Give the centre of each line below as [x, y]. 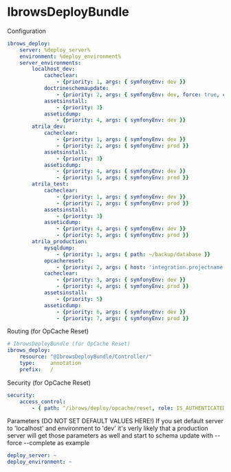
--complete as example [57, 443]
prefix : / [36, 369]
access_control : [43, 402]
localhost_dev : [54, 69]
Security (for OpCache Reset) [49, 383]
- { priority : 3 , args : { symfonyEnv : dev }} [121, 280]
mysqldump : [59, 248]
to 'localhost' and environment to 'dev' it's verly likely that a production [108, 428]
